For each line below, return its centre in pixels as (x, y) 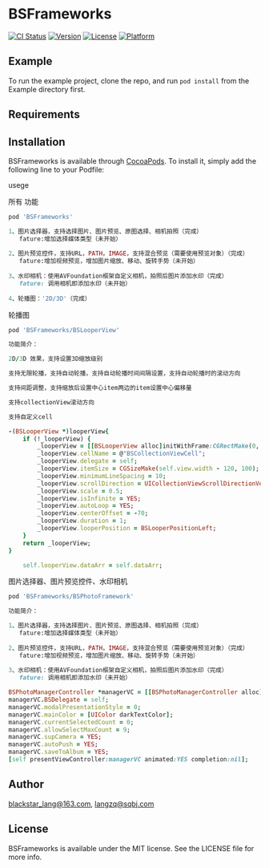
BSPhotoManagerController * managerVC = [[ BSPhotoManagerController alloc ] (136, 692)
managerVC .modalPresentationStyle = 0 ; (75, 707)
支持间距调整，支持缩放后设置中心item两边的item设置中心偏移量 (100, 388)
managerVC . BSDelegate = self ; (59, 700)
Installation (37, 142)
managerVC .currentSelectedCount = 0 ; (71, 722)
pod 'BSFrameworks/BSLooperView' (64, 330)
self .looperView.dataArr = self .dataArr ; (92, 565)
